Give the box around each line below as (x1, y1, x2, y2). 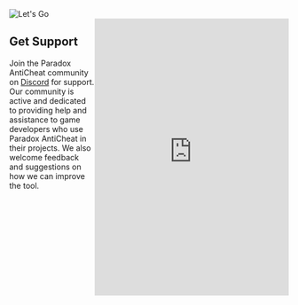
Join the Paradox (9, 58, 72, 68)
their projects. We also (9, 142, 91, 153)
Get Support (9, 35, 78, 50)
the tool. (9, 180, 40, 191)
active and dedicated (9, 95, 87, 106)
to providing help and (9, 105, 87, 115)
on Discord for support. (9, 76, 95, 87)
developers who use (9, 123, 84, 134)
